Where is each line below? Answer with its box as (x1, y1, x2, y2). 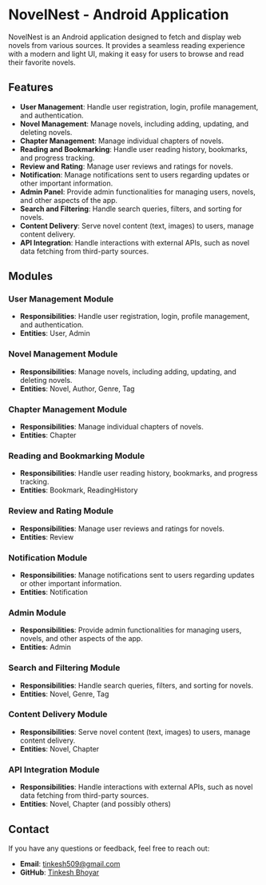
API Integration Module (8, 763, 100, 775)
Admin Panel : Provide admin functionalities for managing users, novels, (19, 186, 256, 197)
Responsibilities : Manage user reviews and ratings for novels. (19, 524, 225, 533)
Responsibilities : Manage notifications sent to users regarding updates (19, 570, 255, 580)
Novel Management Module (8, 349, 118, 360)
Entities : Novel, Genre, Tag (19, 689, 109, 699)
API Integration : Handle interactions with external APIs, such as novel (19, 237, 250, 247)
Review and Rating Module (8, 505, 114, 516)
